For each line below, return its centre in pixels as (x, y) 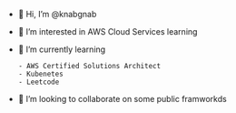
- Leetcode (39, 82)
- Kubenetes (40, 74)
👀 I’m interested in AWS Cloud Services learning (108, 31)
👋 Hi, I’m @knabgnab (57, 14)
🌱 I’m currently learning (62, 49)
